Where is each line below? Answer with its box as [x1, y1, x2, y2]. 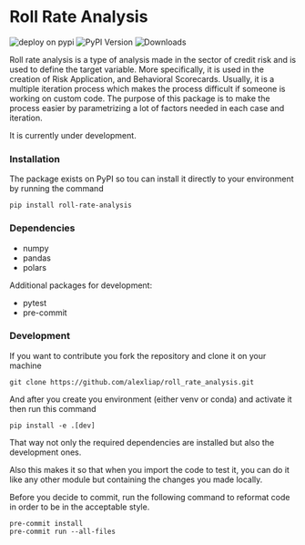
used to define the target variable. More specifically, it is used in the [9, 64, 264, 75]
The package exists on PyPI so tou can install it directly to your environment [9, 173, 294, 184]
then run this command [9, 403, 97, 414]
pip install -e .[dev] [9, 421, 96, 430]
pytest [22, 297, 47, 308]
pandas [22, 252, 52, 263]
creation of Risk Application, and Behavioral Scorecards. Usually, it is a [9, 73, 275, 84]
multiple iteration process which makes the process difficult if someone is [9, 83, 286, 94]
